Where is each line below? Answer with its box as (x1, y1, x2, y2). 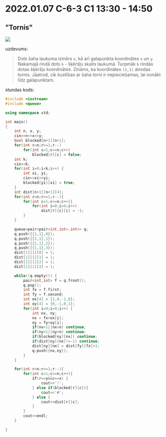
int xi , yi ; (23, 171, 49, 176)
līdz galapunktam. (17, 77, 55, 83)
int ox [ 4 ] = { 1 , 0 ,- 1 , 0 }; (23, 297, 75, 302)
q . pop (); (23, 282, 42, 287)
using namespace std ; (5, 110, 51, 115)
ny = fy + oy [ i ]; (32, 320, 64, 325)
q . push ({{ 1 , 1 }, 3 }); (14, 245, 55, 251)
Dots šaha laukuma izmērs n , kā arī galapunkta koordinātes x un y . (17, 56, 154, 61)
